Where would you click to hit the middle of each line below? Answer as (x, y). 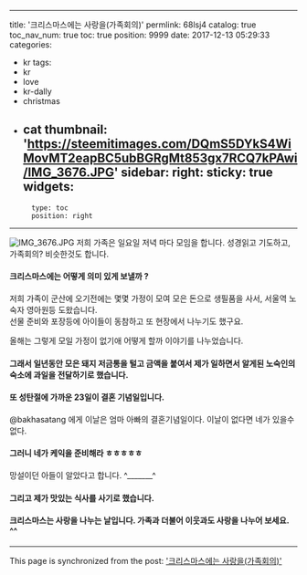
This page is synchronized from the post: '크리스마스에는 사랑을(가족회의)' (146, 560)
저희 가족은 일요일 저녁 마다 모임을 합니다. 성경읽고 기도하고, (183, 242)
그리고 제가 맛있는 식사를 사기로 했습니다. (82, 497)
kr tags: (37, 62)
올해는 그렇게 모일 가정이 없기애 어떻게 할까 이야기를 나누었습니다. (127, 341)
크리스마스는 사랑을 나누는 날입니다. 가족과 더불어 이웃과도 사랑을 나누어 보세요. (149, 520)
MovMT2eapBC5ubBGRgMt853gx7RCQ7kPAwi (160, 158)
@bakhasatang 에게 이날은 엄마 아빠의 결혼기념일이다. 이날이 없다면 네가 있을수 (152, 419)
